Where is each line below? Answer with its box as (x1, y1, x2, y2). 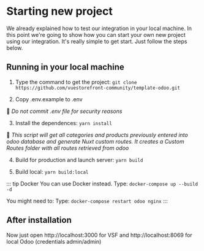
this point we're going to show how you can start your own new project (6, 31, 186, 38)
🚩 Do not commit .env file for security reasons (6, 107, 123, 115)
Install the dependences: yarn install (15, 119, 112, 126)
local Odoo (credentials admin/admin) (6, 237, 102, 245)
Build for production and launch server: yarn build (15, 156, 143, 163)
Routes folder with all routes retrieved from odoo (6, 144, 129, 152)
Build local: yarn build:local (15, 168, 89, 176)
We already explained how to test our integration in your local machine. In (6, 25, 192, 32)
